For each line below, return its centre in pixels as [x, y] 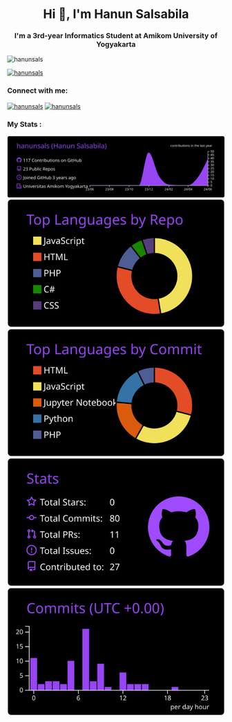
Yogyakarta [116, 44]
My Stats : [25, 124]
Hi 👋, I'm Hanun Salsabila [116, 14]
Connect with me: [38, 91]
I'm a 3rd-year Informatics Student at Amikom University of [116, 36]
